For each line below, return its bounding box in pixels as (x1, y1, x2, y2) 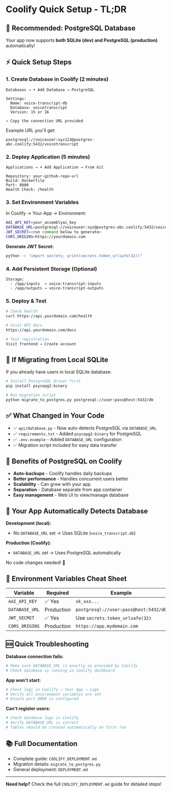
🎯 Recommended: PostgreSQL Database (6, 24, 136, 32)
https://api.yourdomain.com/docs (6, 327, 77, 333)
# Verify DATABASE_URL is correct (6, 720, 79, 725)
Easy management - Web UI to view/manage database (13, 492, 129, 498)
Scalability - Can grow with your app (13, 481, 91, 487)
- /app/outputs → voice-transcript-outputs (10, 285, 104, 290)
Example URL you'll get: (6, 127, 56, 133)
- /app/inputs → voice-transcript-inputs (10, 281, 101, 286)
